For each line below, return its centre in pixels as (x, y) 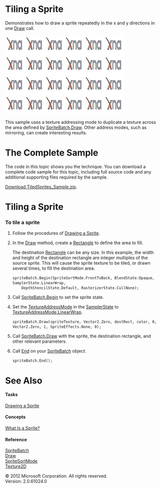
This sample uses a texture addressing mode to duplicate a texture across (80, 122)
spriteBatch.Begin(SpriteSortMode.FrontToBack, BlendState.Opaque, (83, 278)
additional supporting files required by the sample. (56, 177)
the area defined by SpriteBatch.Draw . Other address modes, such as (76, 127)
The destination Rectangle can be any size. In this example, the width (83, 253)
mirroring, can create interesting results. (46, 132)
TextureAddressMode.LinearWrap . (47, 312)
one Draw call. (20, 28)
